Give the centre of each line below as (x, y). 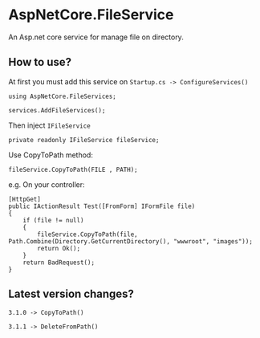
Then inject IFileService (49, 125)
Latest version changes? (71, 294)
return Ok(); (59, 248)
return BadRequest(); (59, 263)
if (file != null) (53, 220)
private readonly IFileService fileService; (84, 140)
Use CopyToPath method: (51, 155)
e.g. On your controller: (47, 184)
